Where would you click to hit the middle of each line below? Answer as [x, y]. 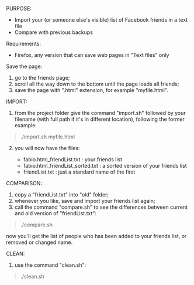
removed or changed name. [39, 242]
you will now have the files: [47, 148]
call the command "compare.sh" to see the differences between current [101, 207]
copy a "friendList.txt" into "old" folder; [62, 195]
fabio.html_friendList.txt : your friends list [73, 160]
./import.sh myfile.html [48, 137]
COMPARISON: [24, 183]
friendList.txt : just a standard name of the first [79, 172]
